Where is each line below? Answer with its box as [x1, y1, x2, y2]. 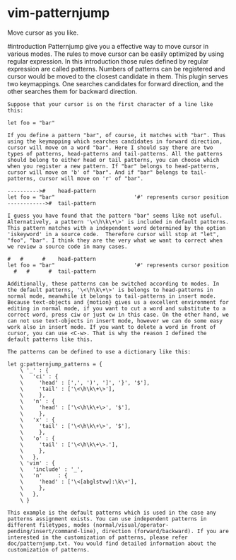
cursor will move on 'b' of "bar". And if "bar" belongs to [7, 168, 189, 176]
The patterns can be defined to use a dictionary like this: [7, 348, 191, 355]
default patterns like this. [7, 336, 93, 343]
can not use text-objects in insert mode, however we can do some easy [7, 317, 223, 325]
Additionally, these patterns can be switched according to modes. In [7, 280, 220, 287]
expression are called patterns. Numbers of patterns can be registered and [7, 64, 225, 73]
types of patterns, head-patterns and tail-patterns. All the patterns [7, 150, 223, 157]
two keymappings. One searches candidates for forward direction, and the [7, 79, 224, 88]
